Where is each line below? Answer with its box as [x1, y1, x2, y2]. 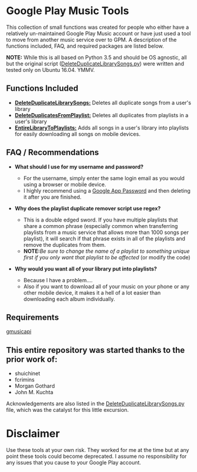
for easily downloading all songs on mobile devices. [14, 130, 140, 137]
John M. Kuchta [14, 389, 54, 396]
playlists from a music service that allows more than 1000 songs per [23, 229, 189, 236]
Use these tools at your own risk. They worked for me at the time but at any [6, 447, 189, 454]
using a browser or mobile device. [23, 181, 106, 188]
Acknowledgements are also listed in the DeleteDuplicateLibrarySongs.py [6, 400, 185, 407]
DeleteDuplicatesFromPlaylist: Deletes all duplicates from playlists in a [14, 111, 189, 118]
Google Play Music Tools [6, 4, 129, 18]
